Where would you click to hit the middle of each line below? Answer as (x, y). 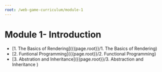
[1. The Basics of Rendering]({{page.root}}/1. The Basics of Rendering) (84, 48)
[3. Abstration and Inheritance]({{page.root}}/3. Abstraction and (77, 59)
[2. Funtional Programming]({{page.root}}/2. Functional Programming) (84, 53)
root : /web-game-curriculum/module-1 (44, 10)
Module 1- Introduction (53, 34)
